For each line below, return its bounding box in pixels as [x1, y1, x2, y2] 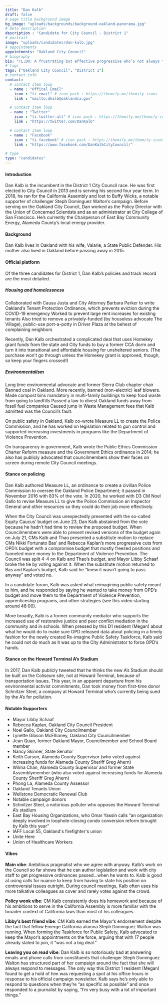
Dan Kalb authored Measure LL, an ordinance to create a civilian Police [5, 482, 151, 488]
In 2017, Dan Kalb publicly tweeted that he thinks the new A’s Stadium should [5, 667, 163, 673]
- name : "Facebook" [9, 132, 52, 138]
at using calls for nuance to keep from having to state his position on [5, 878, 146, 884]
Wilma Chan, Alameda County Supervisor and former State [12, 764, 134, 770]
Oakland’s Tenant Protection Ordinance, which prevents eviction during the [5, 305, 159, 311]
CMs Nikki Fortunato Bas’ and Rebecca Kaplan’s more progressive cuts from [5, 540, 162, 546]
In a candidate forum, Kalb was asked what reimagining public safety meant [5, 581, 161, 587]
